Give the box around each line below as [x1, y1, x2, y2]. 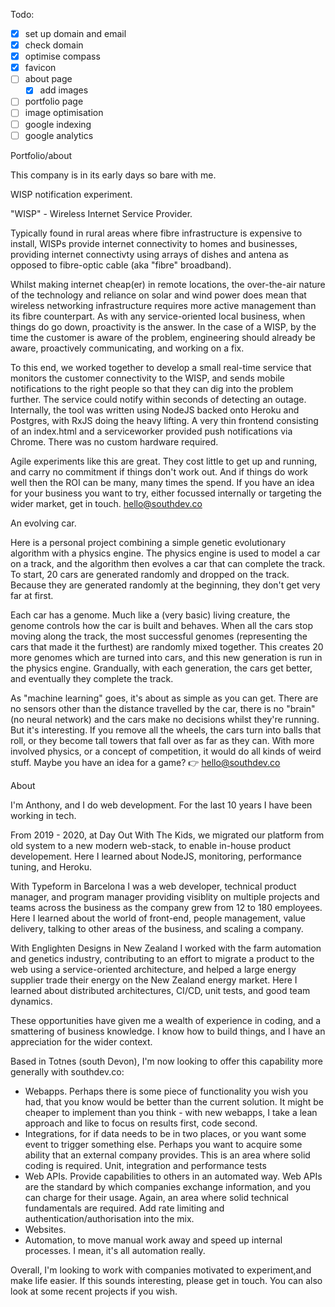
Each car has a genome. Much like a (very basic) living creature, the [10, 609, 291, 621]
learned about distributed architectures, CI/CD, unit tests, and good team [10, 984, 311, 996]
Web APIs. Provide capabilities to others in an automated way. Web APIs [24, 1170, 323, 1182]
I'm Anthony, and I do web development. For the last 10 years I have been [10, 799, 313, 811]
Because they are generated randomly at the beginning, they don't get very [10, 579, 321, 591]
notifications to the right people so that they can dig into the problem [10, 382, 294, 394]
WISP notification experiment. [10, 188, 133, 200]
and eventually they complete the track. [10, 672, 174, 684]
